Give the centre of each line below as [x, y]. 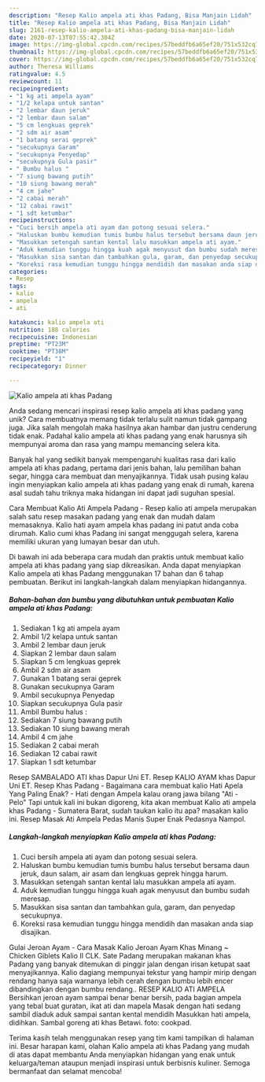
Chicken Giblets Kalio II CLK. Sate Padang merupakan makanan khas [120, 955]
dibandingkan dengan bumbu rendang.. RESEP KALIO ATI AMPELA [117, 989]
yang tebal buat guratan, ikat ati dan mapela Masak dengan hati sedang [125, 1006]
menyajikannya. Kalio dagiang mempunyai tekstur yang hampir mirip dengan [132, 972]
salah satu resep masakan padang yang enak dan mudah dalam [112, 516]
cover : [20, 60]
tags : [18, 286]
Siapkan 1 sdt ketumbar [58, 762]
